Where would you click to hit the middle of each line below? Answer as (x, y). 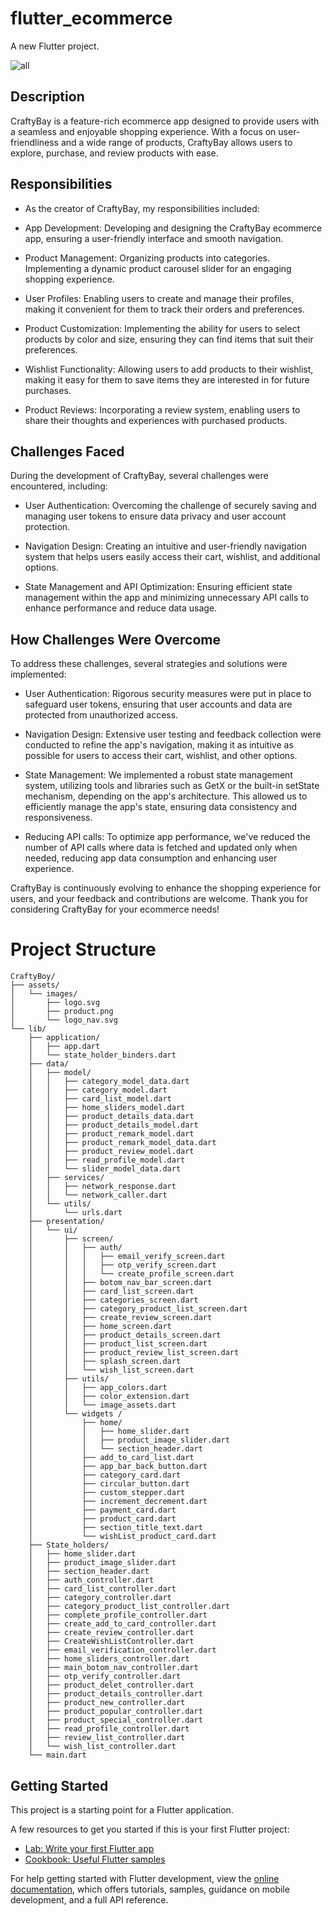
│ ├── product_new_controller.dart (107, 1703)
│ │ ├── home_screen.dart (100, 1327)
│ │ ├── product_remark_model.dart (111, 1134)
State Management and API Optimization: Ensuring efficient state (158, 587)
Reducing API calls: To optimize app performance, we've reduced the (167, 837)
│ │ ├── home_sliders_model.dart (107, 1108)
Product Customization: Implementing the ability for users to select (162, 328)
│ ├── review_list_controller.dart (107, 1738)
